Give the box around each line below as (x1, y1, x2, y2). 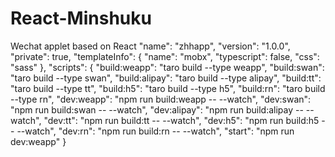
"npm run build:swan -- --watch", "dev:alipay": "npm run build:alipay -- (10, 103, 304, 116)
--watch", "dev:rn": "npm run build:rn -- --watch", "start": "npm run (16, 125, 295, 137)
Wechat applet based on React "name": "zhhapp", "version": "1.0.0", (10, 40, 291, 52)
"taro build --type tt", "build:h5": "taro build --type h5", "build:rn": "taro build (10, 82, 326, 94)
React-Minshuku (10, 7, 152, 30)
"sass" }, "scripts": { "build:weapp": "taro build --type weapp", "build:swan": (10, 61, 325, 73)
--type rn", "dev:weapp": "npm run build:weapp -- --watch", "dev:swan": (10, 93, 312, 105)
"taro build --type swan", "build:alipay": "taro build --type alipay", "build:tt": (10, 72, 322, 84)
